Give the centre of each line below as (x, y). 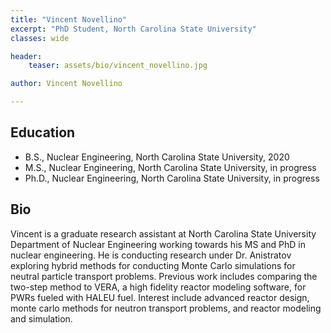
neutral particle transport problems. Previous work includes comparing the (164, 276)
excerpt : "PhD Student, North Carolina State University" (133, 29)
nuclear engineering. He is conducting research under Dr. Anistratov (151, 255)
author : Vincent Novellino (66, 84)
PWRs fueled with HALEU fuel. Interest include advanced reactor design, (160, 297)
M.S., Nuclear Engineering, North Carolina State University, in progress (170, 167)
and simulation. (41, 318)
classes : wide (40, 38)
